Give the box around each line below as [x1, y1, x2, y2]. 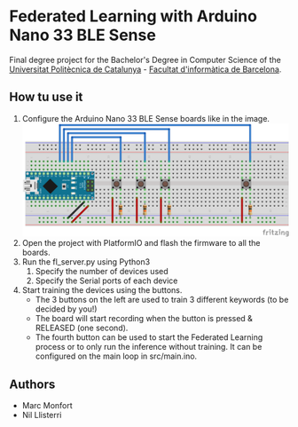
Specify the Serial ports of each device [35, 275, 178, 286]
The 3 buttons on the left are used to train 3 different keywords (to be [35, 295, 289, 305]
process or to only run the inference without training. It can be [35, 342, 263, 352]
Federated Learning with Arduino [9, 6, 257, 27]
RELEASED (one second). [35, 322, 129, 334]
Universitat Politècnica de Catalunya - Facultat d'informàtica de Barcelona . [9, 64, 282, 75]
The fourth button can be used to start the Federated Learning [35, 332, 263, 343]
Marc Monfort [21, 400, 73, 411]
